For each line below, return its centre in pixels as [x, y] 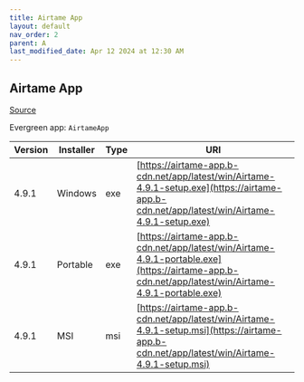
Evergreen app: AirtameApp [59, 127]
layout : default [40, 26]
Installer [76, 149]
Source [23, 110]
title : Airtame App [46, 18]
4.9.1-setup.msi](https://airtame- [209, 329]
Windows [77, 193]
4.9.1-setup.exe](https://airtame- [209, 187]
